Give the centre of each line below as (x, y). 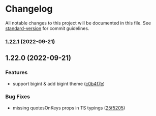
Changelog (29, 9)
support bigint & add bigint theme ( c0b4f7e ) (59, 83)
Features (17, 73)
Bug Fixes (18, 97)
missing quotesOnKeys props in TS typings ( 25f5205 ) (69, 108)
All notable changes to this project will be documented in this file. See (78, 23)
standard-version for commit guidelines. (47, 28)
